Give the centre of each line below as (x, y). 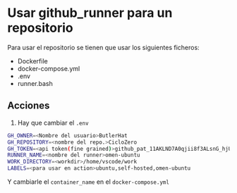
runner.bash (35, 83)
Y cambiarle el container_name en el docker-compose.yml (88, 182)
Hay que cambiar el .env (53, 123)
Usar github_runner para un (90, 13)
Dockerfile (32, 61)
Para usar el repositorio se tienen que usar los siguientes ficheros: (103, 47)
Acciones (29, 106)
